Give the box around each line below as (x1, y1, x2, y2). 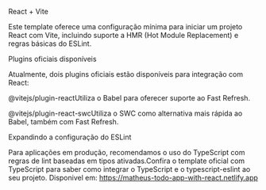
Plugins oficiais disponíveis (8, 55, 97, 63)
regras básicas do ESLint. (8, 39, 92, 48)
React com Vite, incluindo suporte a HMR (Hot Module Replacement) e (8, 31, 239, 40)
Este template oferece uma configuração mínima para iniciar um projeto (8, 22, 243, 31)
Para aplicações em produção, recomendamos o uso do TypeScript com (8, 148, 245, 157)
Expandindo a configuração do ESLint (8, 132, 132, 142)
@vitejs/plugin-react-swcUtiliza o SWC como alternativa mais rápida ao (8, 108, 243, 118)
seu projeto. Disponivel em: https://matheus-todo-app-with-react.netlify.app (8, 173, 258, 182)
